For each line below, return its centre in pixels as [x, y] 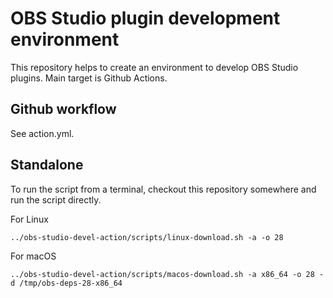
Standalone [47, 165]
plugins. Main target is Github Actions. [89, 78]
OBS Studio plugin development [145, 18]
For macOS [33, 256]
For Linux [29, 219]
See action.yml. [42, 133]
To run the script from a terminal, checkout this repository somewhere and [163, 189]
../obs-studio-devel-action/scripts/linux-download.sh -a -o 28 [147, 237]
